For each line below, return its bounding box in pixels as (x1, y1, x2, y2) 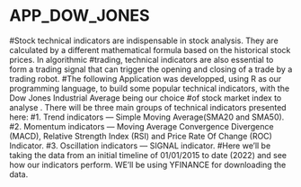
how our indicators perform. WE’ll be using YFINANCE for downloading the (9, 159, 287, 170)
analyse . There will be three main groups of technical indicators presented (9, 102, 287, 112)
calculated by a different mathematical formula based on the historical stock (9, 44, 291, 55)
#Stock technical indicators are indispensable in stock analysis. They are (9, 35, 279, 46)
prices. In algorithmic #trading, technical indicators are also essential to (9, 54, 274, 65)
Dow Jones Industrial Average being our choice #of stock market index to (9, 92, 282, 103)
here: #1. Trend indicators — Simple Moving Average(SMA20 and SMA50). (9, 111, 285, 122)
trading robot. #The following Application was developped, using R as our (9, 73, 282, 84)
